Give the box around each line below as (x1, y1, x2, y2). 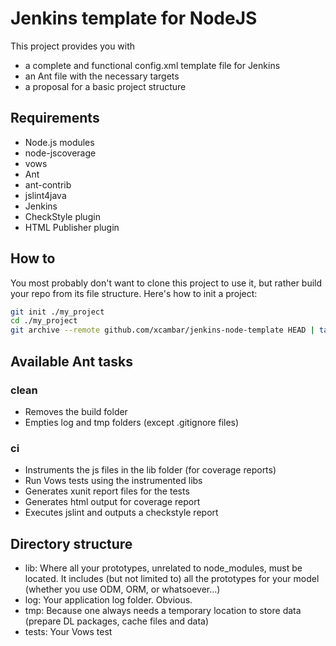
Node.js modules (24, 136, 95, 148)
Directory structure (10, 535, 133, 552)
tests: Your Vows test (24, 625, 113, 637)
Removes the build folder (24, 405, 128, 417)
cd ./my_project (10, 316, 78, 326)
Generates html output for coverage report (24, 496, 201, 508)
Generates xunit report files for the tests (24, 485, 190, 497)
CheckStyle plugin (24, 210, 101, 222)
